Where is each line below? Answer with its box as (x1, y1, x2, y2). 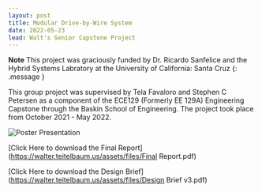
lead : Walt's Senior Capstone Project (8, 33, 136, 42)
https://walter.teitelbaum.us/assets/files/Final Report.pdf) (10, 152, 197, 161)
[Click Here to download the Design (8, 167, 124, 176)
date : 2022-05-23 (8, 26, 65, 34)
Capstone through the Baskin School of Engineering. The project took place (8, 104, 254, 114)
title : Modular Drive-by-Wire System (8, 19, 133, 27)
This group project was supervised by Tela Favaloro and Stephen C (8, 88, 227, 97)
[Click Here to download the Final (8, 143, 117, 152)
